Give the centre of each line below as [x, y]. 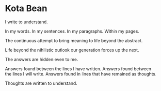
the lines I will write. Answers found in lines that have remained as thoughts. [81, 74]
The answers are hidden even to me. [42, 59]
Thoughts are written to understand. [41, 83]
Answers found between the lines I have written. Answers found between [78, 69]
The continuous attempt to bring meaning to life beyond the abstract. [74, 40]
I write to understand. [26, 22]
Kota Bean [26, 8]
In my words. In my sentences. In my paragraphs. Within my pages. [72, 31]
